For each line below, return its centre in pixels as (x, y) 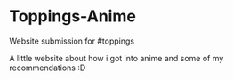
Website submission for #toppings (72, 41)
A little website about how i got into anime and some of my (116, 58)
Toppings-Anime (72, 16)
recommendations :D (48, 68)
